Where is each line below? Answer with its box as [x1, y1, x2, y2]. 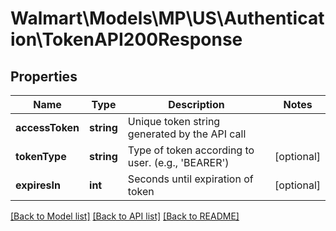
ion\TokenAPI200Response [10, 28, 243, 51]
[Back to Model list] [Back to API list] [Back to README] [10, 210, 240, 222]
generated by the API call [127, 127, 247, 141]
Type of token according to [127, 143, 255, 157]
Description [168, 98, 225, 111]
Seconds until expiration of [127, 172, 254, 186]
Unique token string [127, 115, 221, 128]
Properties [10, 68, 78, 85]
